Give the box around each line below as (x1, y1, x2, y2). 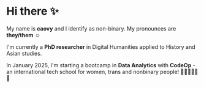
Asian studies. (6, 50, 42, 57)
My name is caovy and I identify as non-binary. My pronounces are (6, 24, 176, 32)
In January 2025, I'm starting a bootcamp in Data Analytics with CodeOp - (6, 61, 196, 68)
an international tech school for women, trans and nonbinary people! (6, 68, 179, 75)
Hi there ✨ (6, 4, 59, 18)
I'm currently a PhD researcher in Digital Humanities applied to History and (6, 43, 195, 50)
